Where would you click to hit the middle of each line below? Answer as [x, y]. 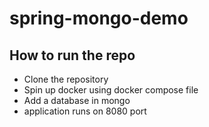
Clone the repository [66, 79]
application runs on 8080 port [85, 111]
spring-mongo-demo [99, 18]
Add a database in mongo [77, 100]
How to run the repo [72, 55]
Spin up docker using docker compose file [111, 90]
